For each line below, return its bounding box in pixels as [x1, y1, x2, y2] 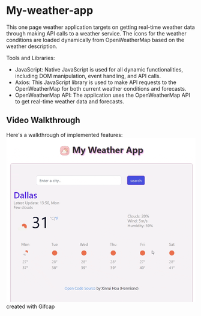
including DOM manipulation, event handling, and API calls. [14, 72, 161, 79]
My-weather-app [6, 4, 94, 17]
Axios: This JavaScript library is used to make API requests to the [14, 79, 177, 86]
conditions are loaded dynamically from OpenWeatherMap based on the [6, 36, 185, 43]
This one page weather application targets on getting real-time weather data [6, 23, 195, 31]
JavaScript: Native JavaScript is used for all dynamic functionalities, [14, 65, 184, 73]
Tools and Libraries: [6, 54, 55, 61]
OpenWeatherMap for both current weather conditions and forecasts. [14, 85, 187, 92]
